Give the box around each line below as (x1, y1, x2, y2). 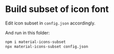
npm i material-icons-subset (5, 39, 66, 44)
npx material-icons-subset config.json (5, 44, 88, 49)
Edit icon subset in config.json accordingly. (5, 20, 96, 26)
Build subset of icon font (5, 3, 109, 15)
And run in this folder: (5, 29, 50, 35)
